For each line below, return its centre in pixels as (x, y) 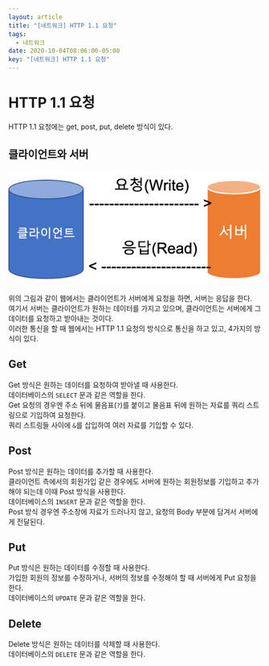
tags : (17, 34)
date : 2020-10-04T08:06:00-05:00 (64, 51)
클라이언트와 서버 (49, 154)
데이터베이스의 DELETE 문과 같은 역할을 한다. (77, 654)
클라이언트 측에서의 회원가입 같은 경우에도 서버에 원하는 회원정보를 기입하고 (126, 481)
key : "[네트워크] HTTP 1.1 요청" (59, 60)
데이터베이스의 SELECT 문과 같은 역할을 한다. (77, 395)
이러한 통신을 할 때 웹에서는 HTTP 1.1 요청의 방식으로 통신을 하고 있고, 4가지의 (130, 328)
